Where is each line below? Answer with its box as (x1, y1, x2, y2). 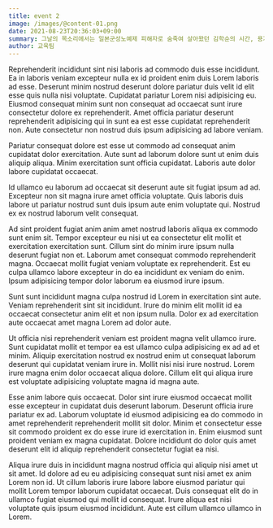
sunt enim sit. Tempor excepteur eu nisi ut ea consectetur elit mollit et (8, 233, 242, 242)
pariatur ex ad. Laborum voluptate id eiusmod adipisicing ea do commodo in (8, 410, 263, 420)
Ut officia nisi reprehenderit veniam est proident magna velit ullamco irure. (8, 334, 257, 343)
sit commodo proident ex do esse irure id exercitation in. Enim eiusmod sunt (8, 427, 262, 437)
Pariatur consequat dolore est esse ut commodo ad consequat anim (8, 141, 236, 151)
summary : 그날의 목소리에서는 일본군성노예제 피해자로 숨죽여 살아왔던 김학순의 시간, (8, 34, 254, 43)
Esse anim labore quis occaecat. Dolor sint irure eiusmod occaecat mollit (8, 392, 253, 403)
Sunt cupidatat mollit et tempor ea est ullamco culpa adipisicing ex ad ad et (8, 343, 260, 352)
